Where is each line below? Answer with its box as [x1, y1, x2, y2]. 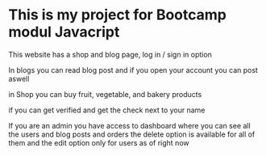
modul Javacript [8, 23, 120, 41]
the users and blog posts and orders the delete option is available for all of [8, 129, 256, 139]
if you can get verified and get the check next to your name [8, 105, 206, 115]
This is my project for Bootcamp [8, 6, 227, 24]
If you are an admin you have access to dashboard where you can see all [8, 120, 251, 130]
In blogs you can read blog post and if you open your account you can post [8, 65, 258, 74]
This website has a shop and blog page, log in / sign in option [8, 49, 212, 59]
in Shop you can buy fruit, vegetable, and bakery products [8, 89, 202, 99]
